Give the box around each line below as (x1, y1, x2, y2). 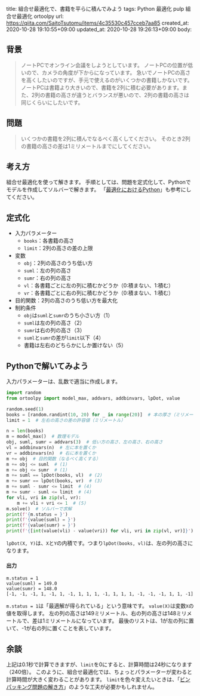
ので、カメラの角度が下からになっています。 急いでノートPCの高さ (26, 69, 191, 76)
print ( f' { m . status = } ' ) (6, 511, 68, 517)
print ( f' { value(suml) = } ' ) (6, 517, 76, 523)
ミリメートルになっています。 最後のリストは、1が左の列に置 (44, 617, 194, 624)
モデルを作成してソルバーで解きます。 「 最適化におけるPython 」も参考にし (6, 186, 192, 193)
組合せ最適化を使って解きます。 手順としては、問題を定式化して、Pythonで (6, 179, 191, 186)
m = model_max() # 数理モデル (6, 434, 79, 440)
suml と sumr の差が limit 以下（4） (23, 334, 104, 342)
